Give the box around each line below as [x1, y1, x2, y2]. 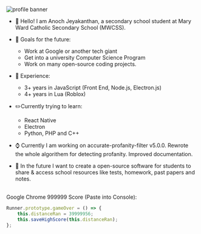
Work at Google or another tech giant [24, 47, 117, 55]
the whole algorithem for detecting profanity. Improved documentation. [15, 151, 193, 157]
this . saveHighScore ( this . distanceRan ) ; [17, 216, 118, 222]
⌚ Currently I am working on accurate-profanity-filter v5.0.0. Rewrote [15, 142, 189, 149]
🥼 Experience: [15, 72, 50, 79]
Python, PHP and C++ [24, 129, 80, 137]
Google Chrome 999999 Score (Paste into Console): [6, 193, 137, 201]
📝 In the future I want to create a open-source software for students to [15, 162, 191, 170]
